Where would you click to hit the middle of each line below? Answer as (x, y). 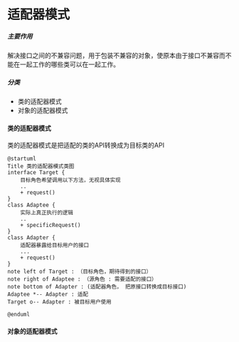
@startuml (22, 159)
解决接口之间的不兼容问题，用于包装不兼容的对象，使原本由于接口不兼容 (113, 56)
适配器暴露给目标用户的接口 (55, 246)
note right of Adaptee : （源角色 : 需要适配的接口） (82, 279)
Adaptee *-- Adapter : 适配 (48, 295)
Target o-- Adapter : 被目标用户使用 (59, 302)
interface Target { (36, 173)
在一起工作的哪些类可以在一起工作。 (66, 64)
